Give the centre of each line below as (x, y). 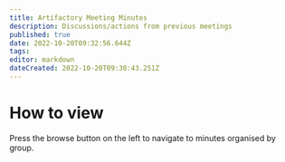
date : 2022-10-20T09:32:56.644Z (70, 43)
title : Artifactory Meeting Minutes (78, 18)
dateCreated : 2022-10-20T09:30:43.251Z (85, 69)
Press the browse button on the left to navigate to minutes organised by (142, 138)
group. (22, 148)
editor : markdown (42, 60)
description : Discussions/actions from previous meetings (121, 26)
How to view (57, 113)
